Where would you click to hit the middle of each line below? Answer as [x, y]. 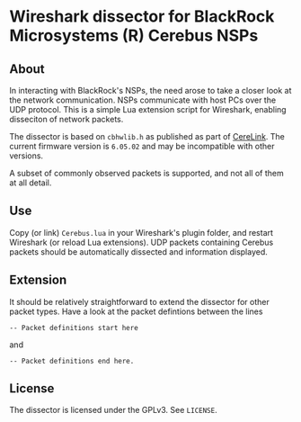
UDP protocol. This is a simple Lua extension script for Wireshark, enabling [148, 109]
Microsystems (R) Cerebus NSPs [134, 36]
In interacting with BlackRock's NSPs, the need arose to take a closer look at [150, 90]
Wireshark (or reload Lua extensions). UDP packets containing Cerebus [142, 242]
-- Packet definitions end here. [72, 361]
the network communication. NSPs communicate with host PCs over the [143, 100]
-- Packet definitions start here [74, 328]
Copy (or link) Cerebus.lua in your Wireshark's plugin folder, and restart [142, 232]
